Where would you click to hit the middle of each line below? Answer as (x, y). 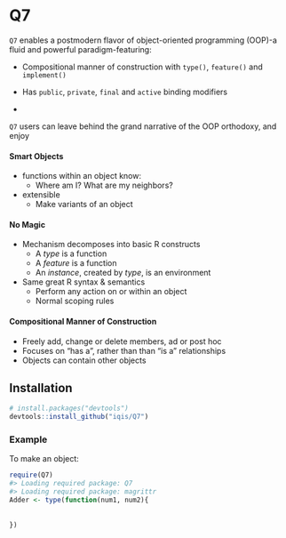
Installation (41, 388)
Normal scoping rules (75, 301)
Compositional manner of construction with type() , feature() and (143, 67)
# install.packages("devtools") (69, 409)
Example (28, 439)
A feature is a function (76, 263)
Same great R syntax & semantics (83, 282)
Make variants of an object (84, 205)
